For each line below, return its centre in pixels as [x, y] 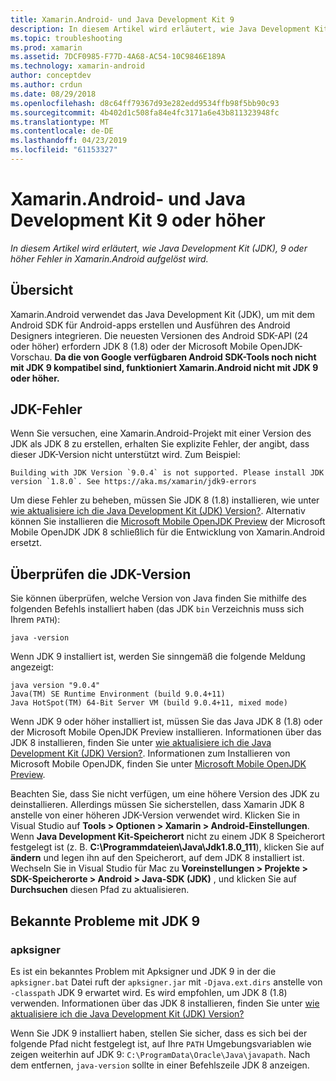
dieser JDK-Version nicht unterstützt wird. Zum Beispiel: [125, 455]
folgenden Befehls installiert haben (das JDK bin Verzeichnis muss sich [157, 609]
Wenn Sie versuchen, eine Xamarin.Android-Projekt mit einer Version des [161, 433]
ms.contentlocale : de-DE [62, 131]
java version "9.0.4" [55, 686]
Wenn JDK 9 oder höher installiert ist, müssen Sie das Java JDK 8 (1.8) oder [166, 722]
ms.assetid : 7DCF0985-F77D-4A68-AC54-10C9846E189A [118, 57]
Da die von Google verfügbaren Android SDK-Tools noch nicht [185, 357]
